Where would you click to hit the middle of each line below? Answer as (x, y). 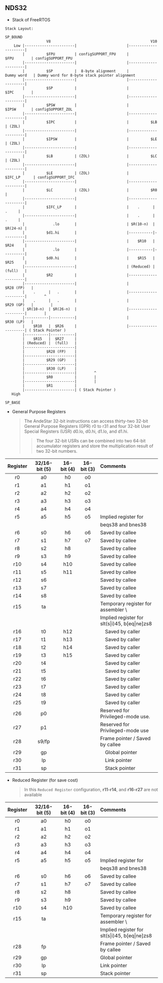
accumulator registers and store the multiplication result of (95, 446)
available (33, 795)
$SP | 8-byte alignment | (88, 71)
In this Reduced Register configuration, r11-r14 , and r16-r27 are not (91, 789)
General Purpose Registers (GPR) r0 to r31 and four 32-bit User (87, 426)
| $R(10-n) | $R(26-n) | (50, 309)
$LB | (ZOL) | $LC (102, 156)
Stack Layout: (19, 29)
